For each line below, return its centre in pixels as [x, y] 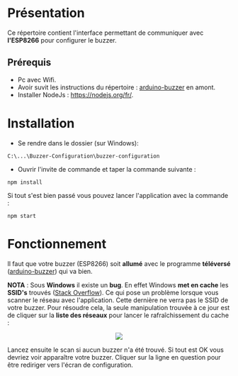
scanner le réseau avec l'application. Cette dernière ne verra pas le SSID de [118, 300]
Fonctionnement [57, 244]
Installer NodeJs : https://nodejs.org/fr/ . [75, 94]
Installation [41, 123]
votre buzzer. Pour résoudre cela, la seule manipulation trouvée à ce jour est [119, 307]
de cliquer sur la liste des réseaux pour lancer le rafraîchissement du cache [118, 315]
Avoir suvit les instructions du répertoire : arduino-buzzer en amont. [117, 87]
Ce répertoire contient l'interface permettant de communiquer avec [106, 33]
